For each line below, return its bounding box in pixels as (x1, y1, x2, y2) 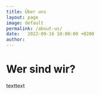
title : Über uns (6, 8, 46, 15)
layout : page (6, 14, 39, 20)
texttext (6, 82, 25, 89)
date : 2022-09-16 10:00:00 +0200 (6, 31, 95, 37)
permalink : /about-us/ (6, 25, 62, 32)
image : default (6, 20, 44, 26)
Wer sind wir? (6, 62, 76, 76)
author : (6, 37, 26, 43)
